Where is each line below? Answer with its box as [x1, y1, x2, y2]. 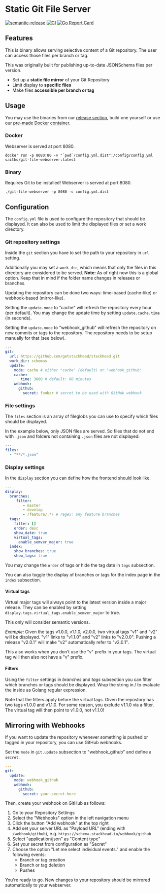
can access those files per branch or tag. [5, 52, 89, 58]
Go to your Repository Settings [12, 810, 75, 816]
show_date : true [14, 530, 48, 536]
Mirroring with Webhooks [5, 721, 85, 729]
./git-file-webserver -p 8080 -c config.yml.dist [5, 189, 109, 194]
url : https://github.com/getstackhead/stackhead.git [9, 354, 120, 359]
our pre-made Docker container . [5, 120, 70, 126]
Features [5, 34, 33, 42]
